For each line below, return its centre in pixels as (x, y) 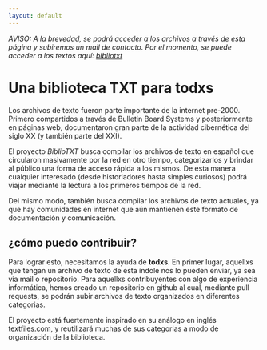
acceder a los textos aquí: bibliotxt (66, 55)
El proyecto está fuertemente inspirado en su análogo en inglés (113, 320)
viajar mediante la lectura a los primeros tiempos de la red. (105, 185)
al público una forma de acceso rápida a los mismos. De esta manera (122, 168)
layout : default (35, 16)
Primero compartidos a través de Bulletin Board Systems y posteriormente (131, 119)
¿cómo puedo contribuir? (73, 242)
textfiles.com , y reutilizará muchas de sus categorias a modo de (114, 328)
